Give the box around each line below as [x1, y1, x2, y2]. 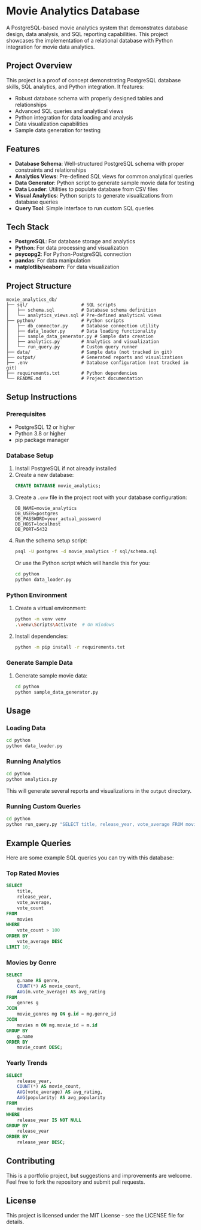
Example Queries [6, 838, 72, 848]
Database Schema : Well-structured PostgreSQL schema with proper [14, 160, 184, 167]
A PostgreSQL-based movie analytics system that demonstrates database [6, 24, 188, 31]
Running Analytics [6, 757, 61, 765]
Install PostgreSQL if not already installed [14, 465, 117, 472]
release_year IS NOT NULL [17, 1117, 82, 1123]
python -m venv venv [14, 616, 66, 622]
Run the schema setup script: [14, 537, 88, 544]
